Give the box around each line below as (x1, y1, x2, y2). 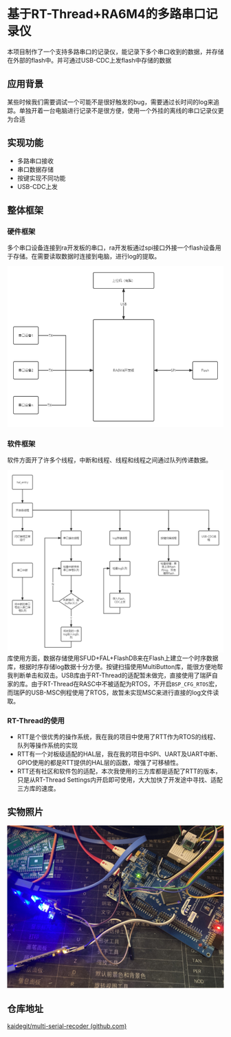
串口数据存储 (16, 165, 54, 173)
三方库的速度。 (16, 784, 60, 792)
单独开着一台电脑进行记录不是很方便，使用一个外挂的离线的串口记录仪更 (19, 106, 224, 114)
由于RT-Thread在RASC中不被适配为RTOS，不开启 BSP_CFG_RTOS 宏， (30, 679, 221, 688)
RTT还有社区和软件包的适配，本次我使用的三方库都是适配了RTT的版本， (16, 767, 221, 775)
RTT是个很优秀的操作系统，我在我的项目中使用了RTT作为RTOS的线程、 (16, 732, 220, 741)
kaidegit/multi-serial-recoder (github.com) (7, 1022, 127, 1030)
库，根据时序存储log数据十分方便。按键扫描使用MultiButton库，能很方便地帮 (7, 662, 223, 670)
